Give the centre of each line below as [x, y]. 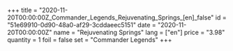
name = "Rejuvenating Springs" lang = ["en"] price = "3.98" [139, 32]
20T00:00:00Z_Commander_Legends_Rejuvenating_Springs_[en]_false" [111, 17]
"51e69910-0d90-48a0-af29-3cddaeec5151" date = [82, 25]
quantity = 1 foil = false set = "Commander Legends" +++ [90, 40]
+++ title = [23, 10]
